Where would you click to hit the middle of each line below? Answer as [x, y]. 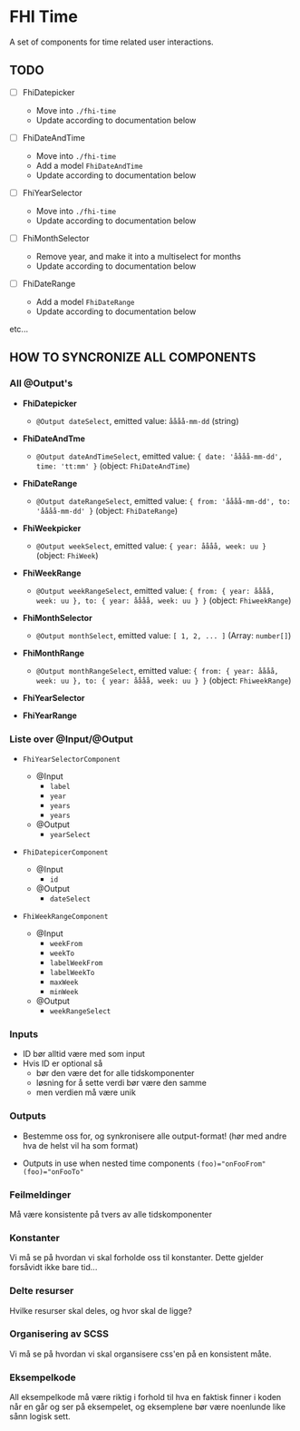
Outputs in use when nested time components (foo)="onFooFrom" [144, 1163]
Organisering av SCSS [59, 1334]
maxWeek [64, 982]
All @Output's [41, 383]
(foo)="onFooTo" [53, 1172]
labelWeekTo [72, 973]
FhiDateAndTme [54, 439]
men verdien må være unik [86, 1092]
